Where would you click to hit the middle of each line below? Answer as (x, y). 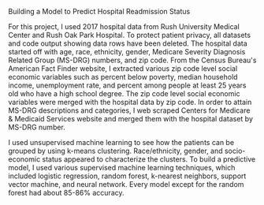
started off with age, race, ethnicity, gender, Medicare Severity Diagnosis (127, 52)
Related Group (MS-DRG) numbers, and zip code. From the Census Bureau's (132, 60)
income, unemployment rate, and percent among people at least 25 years (127, 85)
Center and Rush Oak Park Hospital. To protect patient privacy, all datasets (129, 35)
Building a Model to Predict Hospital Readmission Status (99, 11)
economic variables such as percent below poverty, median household (123, 77)
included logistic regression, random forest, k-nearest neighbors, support (127, 176)
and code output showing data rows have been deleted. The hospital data (128, 43)
